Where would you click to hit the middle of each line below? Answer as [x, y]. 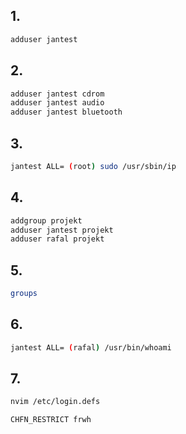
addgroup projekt [46, 220]
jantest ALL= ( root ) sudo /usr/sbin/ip [93, 166]
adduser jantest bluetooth [66, 112]
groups [24, 294]
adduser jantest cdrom [57, 94]
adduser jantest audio [57, 103]
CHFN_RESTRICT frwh [51, 420]
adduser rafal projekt [57, 239]
